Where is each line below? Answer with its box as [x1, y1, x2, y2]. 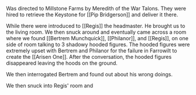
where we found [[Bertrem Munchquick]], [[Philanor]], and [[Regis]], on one [6, 35, 189, 41]
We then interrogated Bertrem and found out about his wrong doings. [6, 71, 173, 78]
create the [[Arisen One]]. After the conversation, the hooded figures [6, 54, 172, 60]
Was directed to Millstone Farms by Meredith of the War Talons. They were [6, 5, 186, 12]
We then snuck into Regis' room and [6, 82, 94, 89]
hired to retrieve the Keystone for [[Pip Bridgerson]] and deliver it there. [6, 11, 178, 18]
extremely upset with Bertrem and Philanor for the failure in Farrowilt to [6, 47, 177, 54]
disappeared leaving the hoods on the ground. [6, 59, 118, 66]
